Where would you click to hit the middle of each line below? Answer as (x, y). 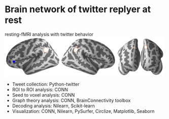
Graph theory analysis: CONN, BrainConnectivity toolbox (71, 101)
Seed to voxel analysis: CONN (43, 95)
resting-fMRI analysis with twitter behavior (49, 34)
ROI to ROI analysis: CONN (40, 90)
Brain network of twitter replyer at (78, 9)
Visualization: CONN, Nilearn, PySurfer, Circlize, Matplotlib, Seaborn (83, 111)
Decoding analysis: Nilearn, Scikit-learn (53, 106)
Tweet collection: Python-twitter (46, 84)
